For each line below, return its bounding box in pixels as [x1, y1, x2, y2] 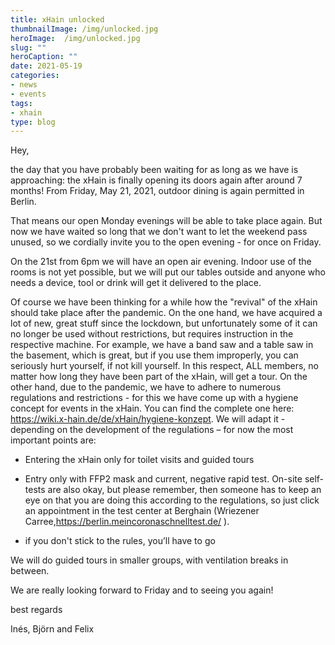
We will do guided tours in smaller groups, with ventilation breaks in [10, 554, 289, 566]
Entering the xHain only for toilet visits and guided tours [24, 454, 255, 466]
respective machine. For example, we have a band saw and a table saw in [10, 339, 314, 351]
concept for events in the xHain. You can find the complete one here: [10, 402, 295, 415]
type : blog [10, 117, 56, 127]
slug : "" [10, 42, 47, 53]
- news [10, 80, 38, 90]
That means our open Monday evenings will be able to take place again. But [10, 215, 323, 227]
